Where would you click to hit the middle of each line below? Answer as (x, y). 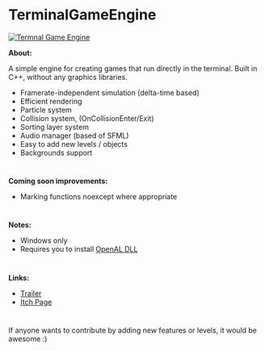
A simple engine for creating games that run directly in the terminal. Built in (133, 68)
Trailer (31, 293)
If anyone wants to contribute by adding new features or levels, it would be (132, 330)
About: (20, 52)
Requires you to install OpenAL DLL (79, 249)
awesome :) (28, 338)
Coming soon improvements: (58, 181)
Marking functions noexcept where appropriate (99, 197)
